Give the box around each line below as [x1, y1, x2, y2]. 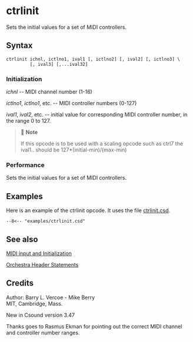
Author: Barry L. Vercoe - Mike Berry [6, 294, 95, 301]
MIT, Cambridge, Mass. [6, 300, 63, 307]
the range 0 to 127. [6, 118, 51, 125]
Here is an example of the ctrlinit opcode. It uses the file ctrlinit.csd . [6, 207, 171, 214]
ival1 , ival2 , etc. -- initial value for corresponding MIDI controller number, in [6, 111, 188, 118]
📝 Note [20, 129, 38, 136]
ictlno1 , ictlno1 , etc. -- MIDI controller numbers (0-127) [6, 100, 137, 107]
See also [6, 234, 38, 244]
